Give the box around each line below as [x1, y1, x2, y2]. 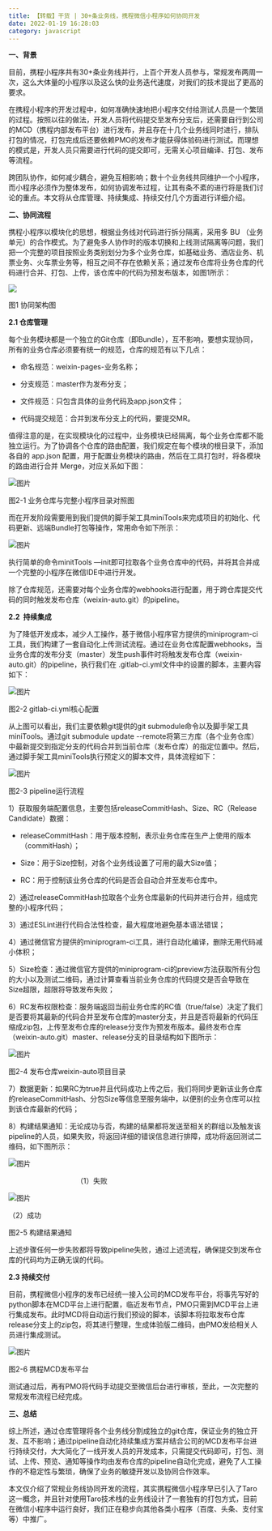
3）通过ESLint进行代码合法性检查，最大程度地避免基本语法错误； [8, 920, 226, 930]
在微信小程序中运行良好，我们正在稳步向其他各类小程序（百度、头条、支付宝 [8, 1504, 264, 1514]
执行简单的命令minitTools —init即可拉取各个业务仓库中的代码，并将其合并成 [8, 557, 261, 567]
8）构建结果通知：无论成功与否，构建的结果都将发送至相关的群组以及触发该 [8, 1121, 261, 1131]
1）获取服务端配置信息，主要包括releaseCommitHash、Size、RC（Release [8, 804, 257, 813]
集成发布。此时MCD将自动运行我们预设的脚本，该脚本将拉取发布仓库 [15, 1310, 245, 1320]
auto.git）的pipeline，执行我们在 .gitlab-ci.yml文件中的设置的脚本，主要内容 [8, 659, 261, 669]
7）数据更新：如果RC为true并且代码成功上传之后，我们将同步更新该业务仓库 [8, 1084, 263, 1094]
